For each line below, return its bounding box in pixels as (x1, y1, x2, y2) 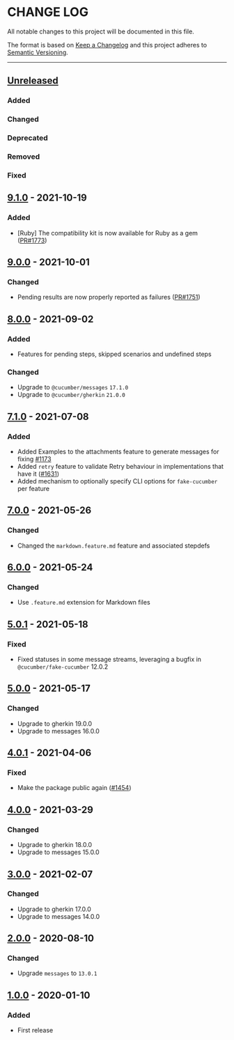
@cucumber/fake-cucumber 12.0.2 (17, 662, 109, 671)
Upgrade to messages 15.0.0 (17, 848, 100, 857)
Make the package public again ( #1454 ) (17, 784, 132, 792)
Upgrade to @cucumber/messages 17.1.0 (17, 383, 129, 391)
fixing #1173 (17, 454, 52, 463)
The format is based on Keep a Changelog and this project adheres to (7, 40, 208, 49)
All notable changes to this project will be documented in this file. (7, 27, 195, 36)
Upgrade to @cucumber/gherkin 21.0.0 (17, 391, 125, 399)
